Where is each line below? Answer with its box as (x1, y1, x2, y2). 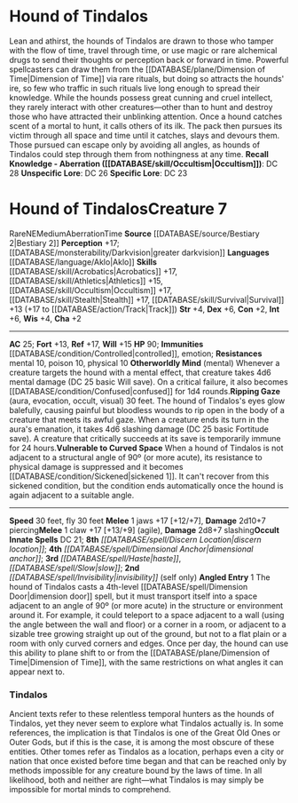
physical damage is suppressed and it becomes (9, 461, 184, 472)
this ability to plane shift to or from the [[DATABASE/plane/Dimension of (9, 647, 271, 658)
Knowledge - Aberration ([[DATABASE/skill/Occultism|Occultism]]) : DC (9, 158, 278, 169)
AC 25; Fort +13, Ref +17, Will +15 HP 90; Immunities (9, 338, 204, 349)
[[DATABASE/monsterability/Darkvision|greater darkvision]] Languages (9, 247, 270, 258)
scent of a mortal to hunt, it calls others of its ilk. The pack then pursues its (9, 120, 283, 131)
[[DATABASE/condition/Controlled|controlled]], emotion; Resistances (9, 348, 263, 359)
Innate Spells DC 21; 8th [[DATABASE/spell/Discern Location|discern (9, 534, 262, 545)
